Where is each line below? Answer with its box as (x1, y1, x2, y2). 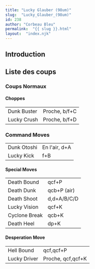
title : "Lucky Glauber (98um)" (5, 7, 72, 13)
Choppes (5, 95, 25, 102)
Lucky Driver (8, 255, 39, 262)
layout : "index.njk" (5, 31, 51, 36)
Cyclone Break (8, 212, 43, 219)
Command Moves (5, 131, 50, 138)
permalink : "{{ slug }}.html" (5, 27, 72, 32)
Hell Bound (8, 247, 35, 254)
